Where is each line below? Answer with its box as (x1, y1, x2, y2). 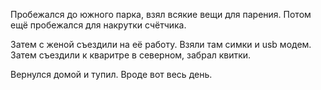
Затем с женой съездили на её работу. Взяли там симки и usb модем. (10, 39, 312, 50)
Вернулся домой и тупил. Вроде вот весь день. (10, 69, 213, 80)
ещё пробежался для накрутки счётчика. (10, 19, 187, 31)
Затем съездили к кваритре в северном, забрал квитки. (10, 49, 252, 61)
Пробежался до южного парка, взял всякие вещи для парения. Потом (10, 9, 312, 20)
